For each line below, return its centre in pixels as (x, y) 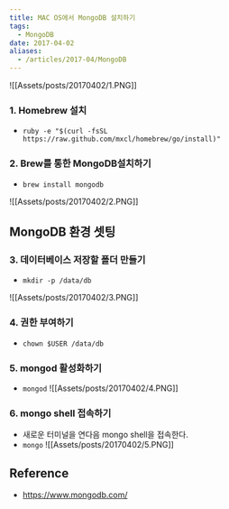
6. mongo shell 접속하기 (60, 413)
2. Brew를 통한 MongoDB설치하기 (80, 163)
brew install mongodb (63, 185)
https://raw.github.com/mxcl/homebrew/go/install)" (121, 139)
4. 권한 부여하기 (41, 323)
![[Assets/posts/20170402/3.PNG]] (74, 298)
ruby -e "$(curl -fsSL (65, 132)
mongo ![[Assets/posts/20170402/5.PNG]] (98, 445)
